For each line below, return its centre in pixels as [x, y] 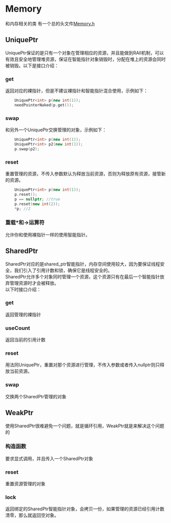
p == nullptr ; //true [37, 199]
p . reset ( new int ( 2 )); [37, 204]
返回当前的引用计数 [25, 340]
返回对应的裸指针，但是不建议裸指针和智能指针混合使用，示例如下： [77, 91]
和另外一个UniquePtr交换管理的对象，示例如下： [56, 130]
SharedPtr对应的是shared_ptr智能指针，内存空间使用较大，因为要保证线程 [83, 264]
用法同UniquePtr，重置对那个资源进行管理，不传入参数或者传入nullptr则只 [83, 365]
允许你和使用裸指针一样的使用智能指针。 [48, 235]
